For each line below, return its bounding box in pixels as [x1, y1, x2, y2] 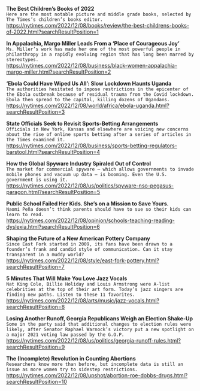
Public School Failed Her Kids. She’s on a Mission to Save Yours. [6, 200, 169, 207]
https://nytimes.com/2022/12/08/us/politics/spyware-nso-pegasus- [6, 182, 174, 189]
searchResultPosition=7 [6, 263, 65, 270]
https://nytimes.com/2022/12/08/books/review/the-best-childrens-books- [6, 22, 190, 29]
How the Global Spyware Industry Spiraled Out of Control [6, 160, 151, 167]
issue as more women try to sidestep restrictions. [6, 366, 138, 372]
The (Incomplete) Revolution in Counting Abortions [6, 355, 136, 362]
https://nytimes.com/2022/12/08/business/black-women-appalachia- [6, 62, 178, 69]
